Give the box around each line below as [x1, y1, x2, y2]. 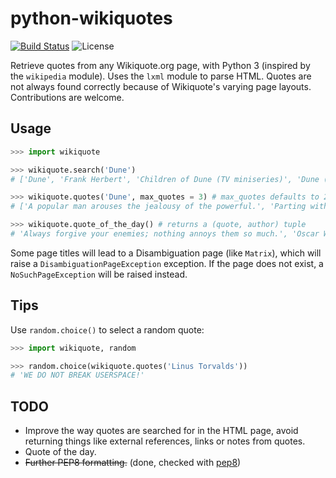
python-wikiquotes [10, 7, 173, 30]
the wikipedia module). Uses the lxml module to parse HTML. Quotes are [10, 70, 312, 82]
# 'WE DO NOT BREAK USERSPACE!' [10, 370, 145, 381]
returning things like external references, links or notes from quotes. [24, 435, 306, 447]
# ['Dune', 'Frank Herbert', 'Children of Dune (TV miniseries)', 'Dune [10, 174, 320, 184]
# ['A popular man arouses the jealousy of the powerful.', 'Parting [10, 202, 307, 212]
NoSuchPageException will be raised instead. [10, 268, 188, 280]
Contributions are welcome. [10, 91, 125, 103]
